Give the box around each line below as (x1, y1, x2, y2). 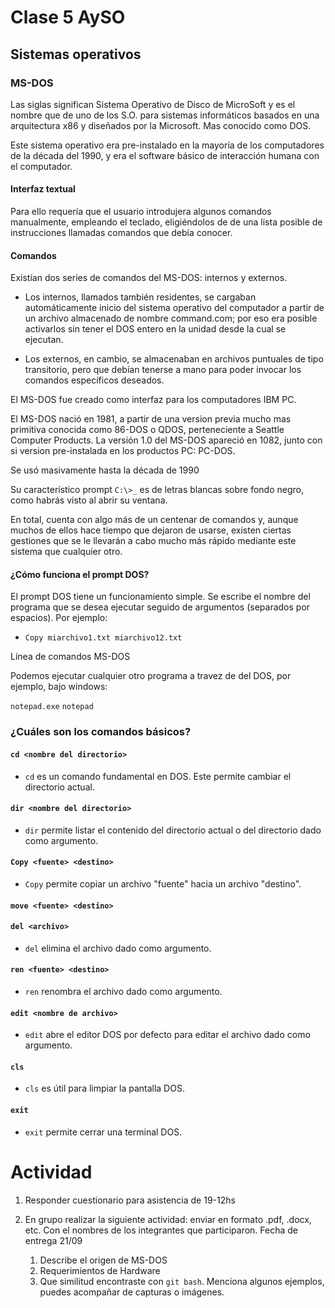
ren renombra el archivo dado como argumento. (24, 986, 223, 998)
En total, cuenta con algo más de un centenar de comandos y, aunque (10, 514, 299, 526)
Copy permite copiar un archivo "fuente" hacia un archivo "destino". (24, 878, 302, 890)
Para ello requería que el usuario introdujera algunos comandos (10, 206, 272, 218)
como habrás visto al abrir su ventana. (10, 494, 168, 506)
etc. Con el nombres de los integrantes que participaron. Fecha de (24, 1224, 298, 1236)
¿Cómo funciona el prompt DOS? (10, 568, 150, 580)
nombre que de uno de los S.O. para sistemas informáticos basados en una (10, 109, 320, 121)
